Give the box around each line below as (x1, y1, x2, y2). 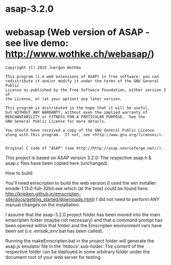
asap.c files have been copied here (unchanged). (5, 160, 109, 166)
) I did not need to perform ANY (93, 196, 160, 203)
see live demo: (5, 37, 69, 49)
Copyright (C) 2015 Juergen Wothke (5, 65, 81, 71)
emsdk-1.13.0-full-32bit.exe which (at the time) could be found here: (5, 185, 149, 192)
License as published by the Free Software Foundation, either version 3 (5, 87, 166, 93)
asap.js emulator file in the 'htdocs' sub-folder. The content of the (5, 244, 144, 250)
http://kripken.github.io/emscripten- (5, 191, 81, 197)
